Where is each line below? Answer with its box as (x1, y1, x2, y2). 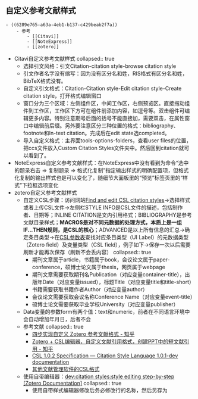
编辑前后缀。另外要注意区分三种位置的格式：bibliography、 (33, 121, 179, 129)
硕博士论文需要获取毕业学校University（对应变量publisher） (32, 300, 179, 308)
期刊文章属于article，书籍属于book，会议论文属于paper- (32, 255, 170, 263)
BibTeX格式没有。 (23, 77, 67, 85)
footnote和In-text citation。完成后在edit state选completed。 (23, 129, 170, 136)
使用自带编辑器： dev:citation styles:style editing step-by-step (23, 373, 175, 380)
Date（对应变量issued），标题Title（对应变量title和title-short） (42, 278, 194, 285)
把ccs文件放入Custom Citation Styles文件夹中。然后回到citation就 (23, 144, 184, 151)
